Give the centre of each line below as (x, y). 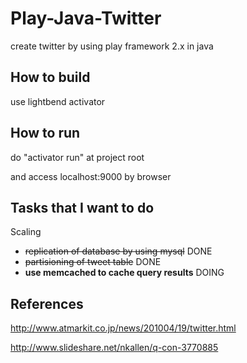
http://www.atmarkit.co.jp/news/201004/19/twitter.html (123, 328)
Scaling (26, 232)
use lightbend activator (58, 101)
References (47, 303)
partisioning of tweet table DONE (93, 262)
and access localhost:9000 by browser (91, 176)
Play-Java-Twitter (86, 18)
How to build (50, 77)
